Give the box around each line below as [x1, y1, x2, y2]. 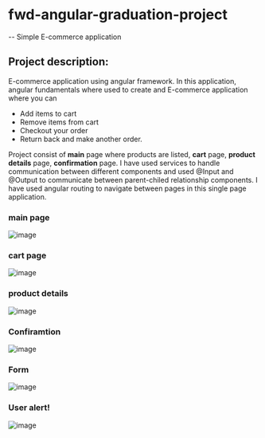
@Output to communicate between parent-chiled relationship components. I [8, 175, 258, 184]
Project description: [8, 55, 109, 69]
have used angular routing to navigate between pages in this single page [8, 183, 247, 193]
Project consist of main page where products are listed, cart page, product [8, 149, 256, 159]
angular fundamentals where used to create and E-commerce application [8, 85, 248, 94]
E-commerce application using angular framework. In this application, [8, 76, 236, 85]
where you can [8, 93, 57, 103]
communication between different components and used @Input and [8, 166, 234, 176]
